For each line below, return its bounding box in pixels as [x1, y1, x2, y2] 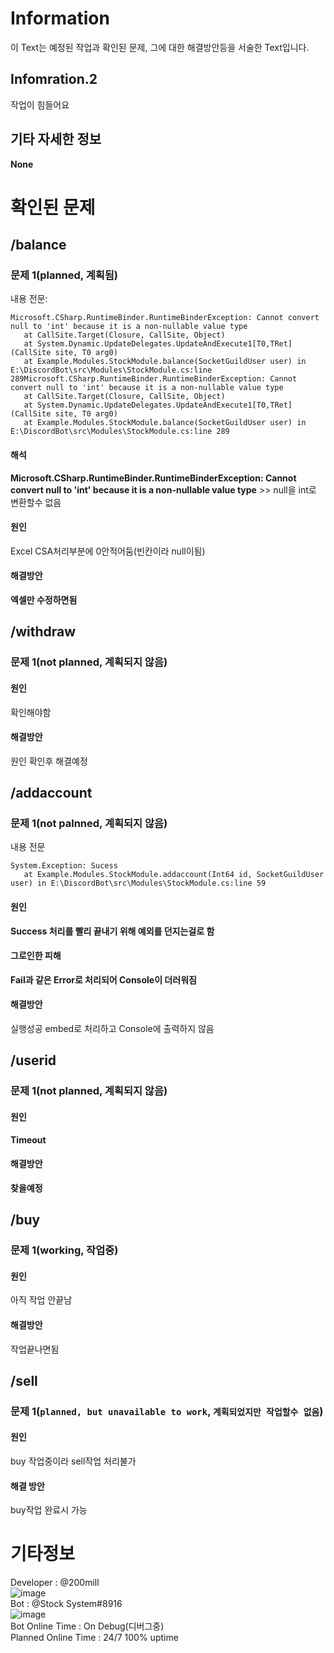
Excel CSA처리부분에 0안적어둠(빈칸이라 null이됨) [10, 545, 206, 557]
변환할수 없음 [10, 496, 62, 508]
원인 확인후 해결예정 [10, 755, 88, 767]
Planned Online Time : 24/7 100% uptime [10, 1632, 179, 1644]
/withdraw [10, 623, 77, 641]
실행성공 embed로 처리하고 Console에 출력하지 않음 [10, 1023, 215, 1035]
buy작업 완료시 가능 [10, 1504, 88, 1516]
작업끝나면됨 [10, 1343, 60, 1355]
